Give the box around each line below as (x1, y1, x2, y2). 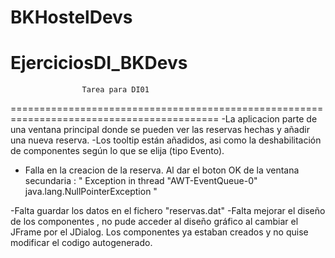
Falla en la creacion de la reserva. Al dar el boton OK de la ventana (24, 164, 300, 176)
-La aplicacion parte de (221, 113, 318, 125)
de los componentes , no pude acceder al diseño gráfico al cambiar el (10, 216, 299, 228)
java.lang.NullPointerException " (24, 186, 158, 198)
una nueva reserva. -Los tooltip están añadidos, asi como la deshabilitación (10, 134, 322, 146)
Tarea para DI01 (81, 85, 150, 95)
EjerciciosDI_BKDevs (10, 52, 188, 75)
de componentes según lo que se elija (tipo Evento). (10, 145, 225, 157)
